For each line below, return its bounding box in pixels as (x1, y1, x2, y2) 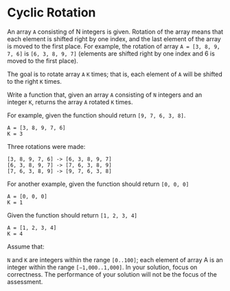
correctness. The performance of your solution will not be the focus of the (7, 270, 218, 279)
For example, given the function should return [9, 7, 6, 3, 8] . (7, 111, 186, 119)
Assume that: (7, 242, 45, 251)
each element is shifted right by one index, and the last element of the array (7, 34, 221, 43)
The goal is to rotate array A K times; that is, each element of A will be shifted (7, 70, 223, 78)
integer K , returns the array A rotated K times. (7, 97, 133, 106)
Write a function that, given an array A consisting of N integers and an (7, 91, 203, 99)
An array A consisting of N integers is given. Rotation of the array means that (7, 27, 224, 36)
